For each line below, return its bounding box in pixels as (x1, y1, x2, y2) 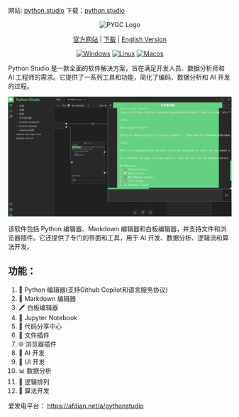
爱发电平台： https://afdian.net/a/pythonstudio (8, 401, 144, 410)
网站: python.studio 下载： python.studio (8, 6, 126, 14)
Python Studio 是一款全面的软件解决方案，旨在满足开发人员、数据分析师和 (8, 64, 226, 73)
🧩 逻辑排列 (18, 377, 50, 386)
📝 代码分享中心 (18, 322, 62, 330)
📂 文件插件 (18, 330, 50, 339)
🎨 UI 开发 (18, 357, 45, 366)
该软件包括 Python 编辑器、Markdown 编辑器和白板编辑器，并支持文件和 (8, 224, 221, 233)
